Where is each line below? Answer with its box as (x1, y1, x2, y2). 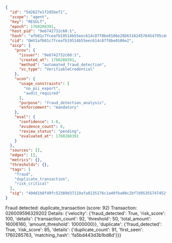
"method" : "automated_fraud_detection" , (18, 62, 106, 67)
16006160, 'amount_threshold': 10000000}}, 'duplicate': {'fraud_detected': (5, 221, 162, 227)
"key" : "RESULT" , (10, 19, 47, 24)
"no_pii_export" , (24, 86, 60, 91)
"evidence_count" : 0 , (18, 124, 66, 129)
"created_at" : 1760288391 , (18, 57, 77, 63)
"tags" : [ (10, 167, 31, 172)
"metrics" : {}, (10, 157, 42, 163)
